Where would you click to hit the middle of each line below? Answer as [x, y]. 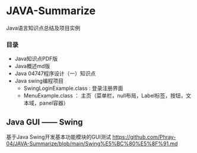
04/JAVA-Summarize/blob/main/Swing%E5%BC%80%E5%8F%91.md [92, 144]
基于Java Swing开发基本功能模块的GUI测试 [59, 137]
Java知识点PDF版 [36, 59]
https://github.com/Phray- [144, 137]
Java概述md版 [32, 66]
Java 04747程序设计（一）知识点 [55, 74]
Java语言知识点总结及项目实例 [43, 28]
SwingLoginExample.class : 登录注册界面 [73, 88]
